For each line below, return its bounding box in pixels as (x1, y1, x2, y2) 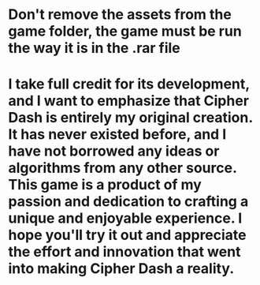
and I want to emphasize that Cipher (8, 92, 250, 110)
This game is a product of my (8, 176, 202, 194)
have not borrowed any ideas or (8, 142, 220, 160)
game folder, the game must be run (8, 22, 242, 40)
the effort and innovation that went (8, 243, 241, 261)
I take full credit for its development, (8, 75, 250, 93)
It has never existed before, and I (8, 126, 227, 144)
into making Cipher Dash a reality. (8, 260, 235, 278)
